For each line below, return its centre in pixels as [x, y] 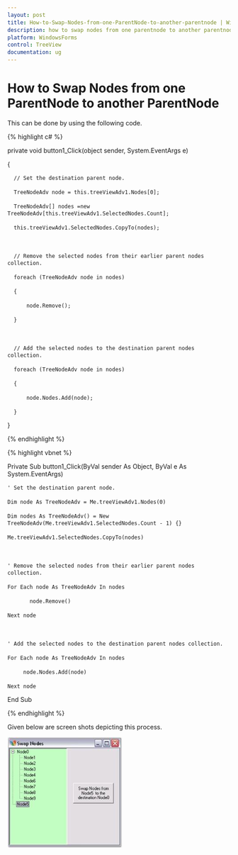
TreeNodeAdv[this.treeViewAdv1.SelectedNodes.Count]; [89, 213]
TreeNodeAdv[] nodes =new [52, 206]
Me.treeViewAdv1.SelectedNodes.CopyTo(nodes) [75, 537]
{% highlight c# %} [35, 136]
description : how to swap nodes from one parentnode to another [104, 30]
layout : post [27, 15]
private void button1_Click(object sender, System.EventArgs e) [98, 150]
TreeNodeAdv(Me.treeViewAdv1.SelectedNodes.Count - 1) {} [95, 523]
